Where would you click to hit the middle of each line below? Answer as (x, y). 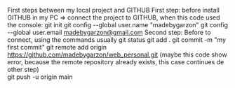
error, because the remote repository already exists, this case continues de (116, 62)
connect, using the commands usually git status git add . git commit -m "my (117, 40)
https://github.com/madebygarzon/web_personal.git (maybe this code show (117, 54)
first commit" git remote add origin (57, 47)
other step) (23, 69)
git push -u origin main (40, 77)
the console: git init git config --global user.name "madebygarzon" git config (118, 25)
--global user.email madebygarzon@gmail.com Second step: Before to (109, 32)
